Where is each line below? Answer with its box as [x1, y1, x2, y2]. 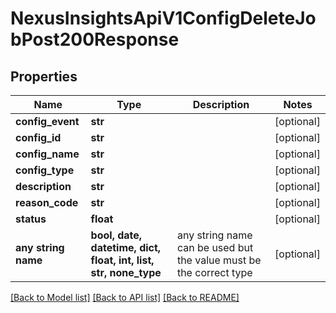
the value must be [176, 253, 262, 267]
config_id [15, 131, 62, 144]
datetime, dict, [90, 241, 162, 254]
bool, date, [90, 228, 143, 242]
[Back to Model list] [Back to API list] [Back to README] [10, 292, 240, 303]
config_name [15, 147, 80, 161]
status [15, 212, 47, 226]
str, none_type [90, 266, 162, 279]
